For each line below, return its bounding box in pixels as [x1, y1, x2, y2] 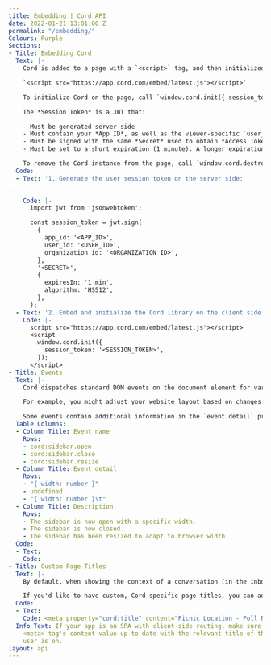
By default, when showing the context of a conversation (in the [23, 577, 248, 585]
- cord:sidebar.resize [23, 457, 99, 466]
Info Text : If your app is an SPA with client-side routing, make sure [15, 621, 262, 630]
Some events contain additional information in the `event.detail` [23, 413, 254, 421]
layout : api [8, 644, 48, 653]
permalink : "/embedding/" [8, 27, 95, 35]
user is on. [23, 637, 63, 645]
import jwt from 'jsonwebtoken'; [29, 204, 143, 212]
